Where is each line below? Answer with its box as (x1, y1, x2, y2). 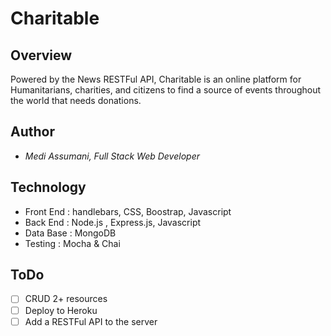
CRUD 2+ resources (24, 293, 108, 305)
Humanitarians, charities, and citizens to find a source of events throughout (10, 84, 322, 96)
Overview (10, 47, 73, 64)
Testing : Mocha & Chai (24, 237, 121, 249)
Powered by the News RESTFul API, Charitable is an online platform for (10, 73, 302, 85)
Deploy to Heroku (24, 304, 98, 316)
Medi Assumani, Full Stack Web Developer (24, 150, 200, 162)
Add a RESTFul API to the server (24, 315, 158, 327)
